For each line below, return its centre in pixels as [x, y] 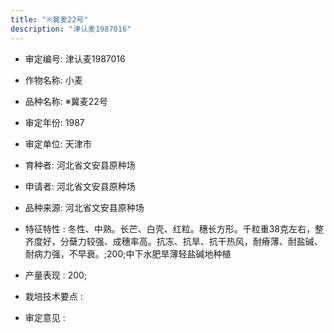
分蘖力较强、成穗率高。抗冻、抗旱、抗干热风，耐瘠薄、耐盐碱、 [191, 241]
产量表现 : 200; [56, 275]
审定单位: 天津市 [58, 143]
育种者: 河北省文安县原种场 [80, 165]
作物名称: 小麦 [53, 80]
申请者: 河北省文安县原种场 [80, 186]
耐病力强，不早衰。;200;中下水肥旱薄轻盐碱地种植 [128, 253]
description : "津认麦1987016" [71, 29]
